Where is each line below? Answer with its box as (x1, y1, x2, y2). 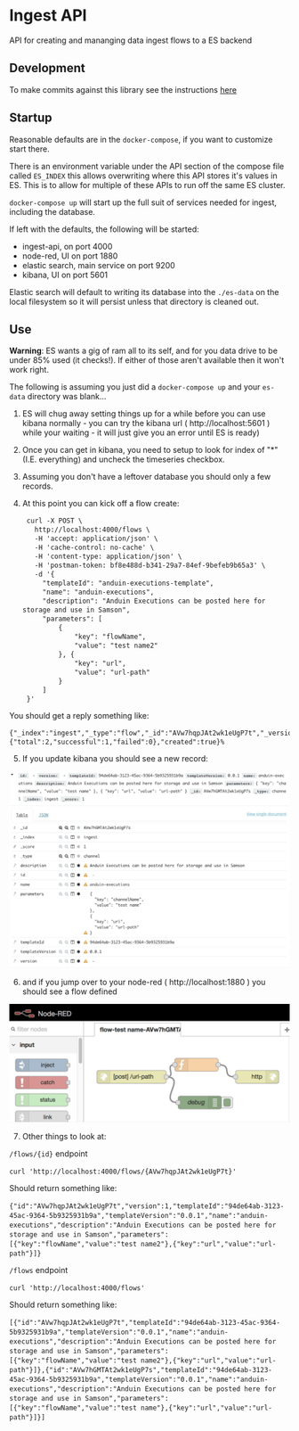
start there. (9, 144, 51, 154)
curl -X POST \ (26, 516, 83, 526)
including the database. (9, 206, 96, 217)
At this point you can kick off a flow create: (21, 498, 180, 509)
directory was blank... (27, 391, 107, 402)
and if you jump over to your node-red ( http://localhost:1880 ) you (21, 977, 266, 988)
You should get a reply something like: (9, 711, 149, 721)
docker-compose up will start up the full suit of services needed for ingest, (9, 197, 278, 208)
